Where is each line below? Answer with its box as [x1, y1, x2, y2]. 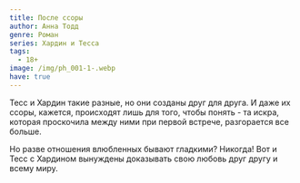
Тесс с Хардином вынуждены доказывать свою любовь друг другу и [9, 153, 278, 164]
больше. [9, 126, 43, 137]
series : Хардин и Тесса [9, 38, 100, 48]
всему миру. [9, 162, 59, 173]
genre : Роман [9, 30, 59, 39]
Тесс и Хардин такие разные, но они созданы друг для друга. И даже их [9, 97, 291, 108]
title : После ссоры [9, 13, 84, 23]
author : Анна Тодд [9, 22, 79, 31]
